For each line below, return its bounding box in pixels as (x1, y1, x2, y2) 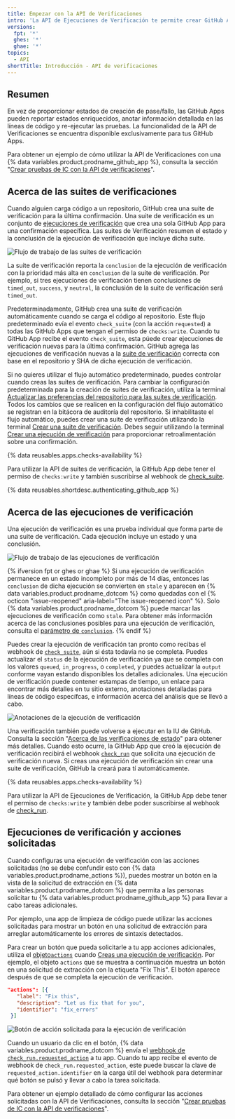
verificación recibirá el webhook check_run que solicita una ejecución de (7, 749, 215, 758)
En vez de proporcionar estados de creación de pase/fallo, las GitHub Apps (7, 107, 225, 116)
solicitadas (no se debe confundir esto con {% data (7, 864, 155, 872)
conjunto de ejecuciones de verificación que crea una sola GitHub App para (7, 219, 226, 228)
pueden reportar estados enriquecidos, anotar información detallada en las (7, 114, 224, 123)
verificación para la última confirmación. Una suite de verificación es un (7, 212, 215, 220)
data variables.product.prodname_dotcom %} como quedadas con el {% (7, 589, 217, 598)
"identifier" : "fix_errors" (16, 1006, 99, 1013)
